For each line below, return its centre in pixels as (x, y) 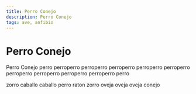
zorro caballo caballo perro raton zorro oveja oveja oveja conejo (83, 85)
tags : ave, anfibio (30, 22)
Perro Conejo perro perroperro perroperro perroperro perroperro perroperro (98, 67)
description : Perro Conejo (39, 17)
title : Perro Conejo (31, 11)
